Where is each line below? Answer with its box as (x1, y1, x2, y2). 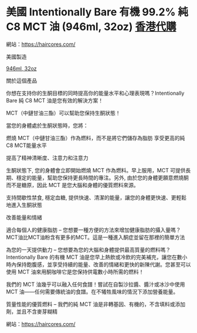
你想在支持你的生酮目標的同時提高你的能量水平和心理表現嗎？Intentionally (6, 89, 185, 96)
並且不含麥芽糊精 (16, 308, 57, 315)
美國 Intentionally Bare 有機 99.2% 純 (6, 5, 189, 19)
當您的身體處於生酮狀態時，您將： (6, 122, 89, 129)
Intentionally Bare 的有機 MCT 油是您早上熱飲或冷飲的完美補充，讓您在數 (6, 254, 183, 261)
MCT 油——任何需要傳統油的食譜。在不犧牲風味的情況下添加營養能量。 (6, 288, 179, 295)
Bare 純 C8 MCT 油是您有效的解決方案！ (6, 96, 104, 104)
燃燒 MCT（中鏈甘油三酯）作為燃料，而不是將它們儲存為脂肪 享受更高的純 (6, 134, 185, 141)
